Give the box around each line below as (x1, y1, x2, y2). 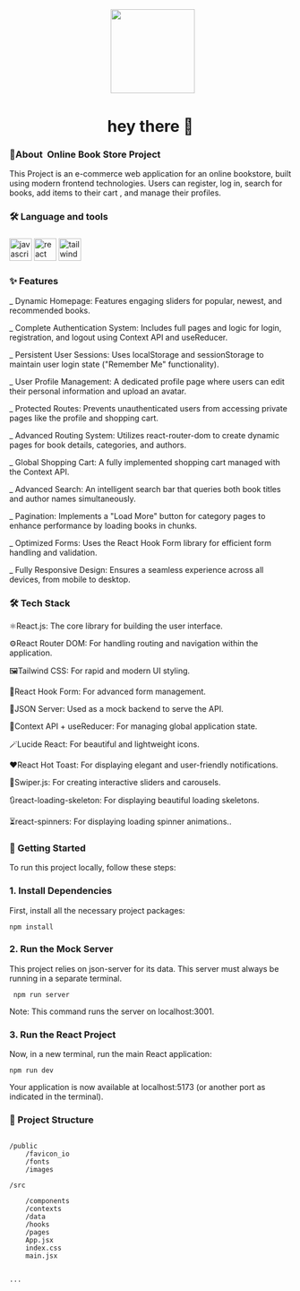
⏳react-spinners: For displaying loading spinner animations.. (9, 816, 232, 827)
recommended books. (9, 305, 91, 316)
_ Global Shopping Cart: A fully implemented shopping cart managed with (9, 456, 280, 467)
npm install (9, 923, 54, 931)
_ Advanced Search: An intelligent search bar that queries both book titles (9, 483, 281, 494)
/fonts (25, 1157, 50, 1166)
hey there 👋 (107, 117, 194, 137)
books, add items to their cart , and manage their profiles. (9, 187, 222, 198)
